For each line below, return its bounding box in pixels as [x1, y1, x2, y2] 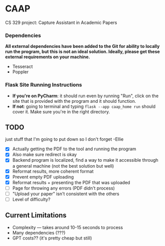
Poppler [12, 69, 29, 75]
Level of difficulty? [12, 196, 51, 202]
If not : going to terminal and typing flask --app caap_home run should [12, 103, 156, 109]
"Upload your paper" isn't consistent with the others [12, 191, 119, 197]
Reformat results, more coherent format [12, 168, 94, 174]
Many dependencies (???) [12, 230, 66, 236]
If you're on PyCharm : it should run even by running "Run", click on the [12, 93, 159, 99]
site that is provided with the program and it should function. [12, 98, 137, 104]
